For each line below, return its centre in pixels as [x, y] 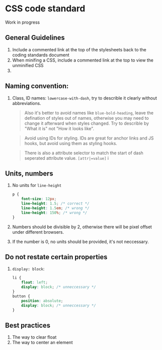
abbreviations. [27, 103]
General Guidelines [35, 38]
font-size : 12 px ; [39, 199]
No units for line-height [37, 185]
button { [21, 296]
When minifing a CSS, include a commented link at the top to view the [83, 60]
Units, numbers [29, 173]
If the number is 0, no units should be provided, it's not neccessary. [80, 242]
